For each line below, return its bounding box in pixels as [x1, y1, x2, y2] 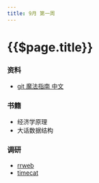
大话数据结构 [16, 126, 53, 134]
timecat [16, 169, 39, 177]
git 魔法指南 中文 [16, 82, 64, 90]
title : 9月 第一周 [7, 10, 56, 17]
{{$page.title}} [7, 39, 94, 55]
